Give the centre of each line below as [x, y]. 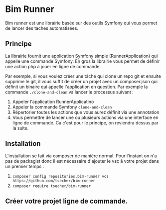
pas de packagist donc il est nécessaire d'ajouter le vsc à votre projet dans [82, 161]
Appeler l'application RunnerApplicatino [53, 102]
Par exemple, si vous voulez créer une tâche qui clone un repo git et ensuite [83, 76]
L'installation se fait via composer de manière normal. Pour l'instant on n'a [81, 156]
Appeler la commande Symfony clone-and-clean [62, 107]
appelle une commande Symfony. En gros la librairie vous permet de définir [83, 61]
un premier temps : [25, 166]
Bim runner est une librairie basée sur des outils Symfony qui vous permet [81, 23]
